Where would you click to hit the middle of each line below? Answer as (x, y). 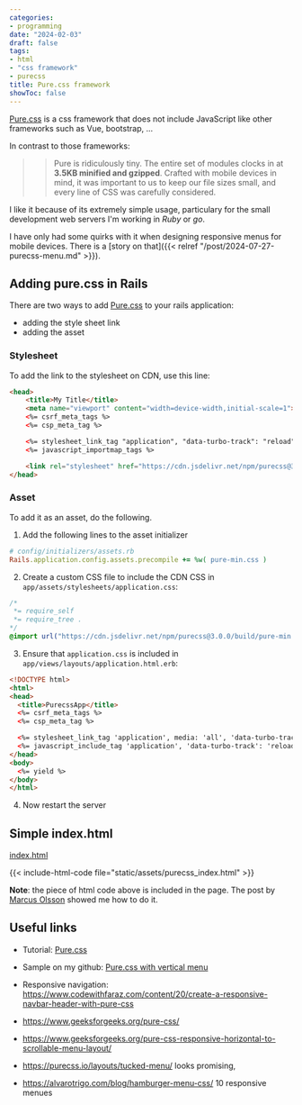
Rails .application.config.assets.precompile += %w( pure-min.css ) (138, 559)
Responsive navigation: (66, 984)
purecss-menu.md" (45, 255)
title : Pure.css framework (60, 85)
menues (37, 1092)
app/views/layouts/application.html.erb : (100, 663)
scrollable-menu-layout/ (67, 1048)
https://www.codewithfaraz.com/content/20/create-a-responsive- (145, 994)
